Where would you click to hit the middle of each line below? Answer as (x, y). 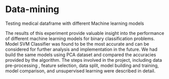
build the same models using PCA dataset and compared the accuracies (81, 55)
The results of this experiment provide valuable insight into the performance (85, 33)
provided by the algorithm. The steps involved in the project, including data (84, 60)
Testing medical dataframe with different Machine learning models (75, 23)
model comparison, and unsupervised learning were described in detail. (80, 71)
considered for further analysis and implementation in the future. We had (81, 49)
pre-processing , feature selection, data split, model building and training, (82, 65)
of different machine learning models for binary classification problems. (80, 38)
